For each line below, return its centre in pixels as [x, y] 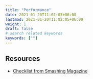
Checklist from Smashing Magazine [50, 71]
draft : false [19, 29]
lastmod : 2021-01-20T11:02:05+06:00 [44, 19]
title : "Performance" [28, 10]
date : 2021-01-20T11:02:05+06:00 [41, 15]
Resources [23, 59]
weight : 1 [16, 24]
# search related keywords [34, 33]
